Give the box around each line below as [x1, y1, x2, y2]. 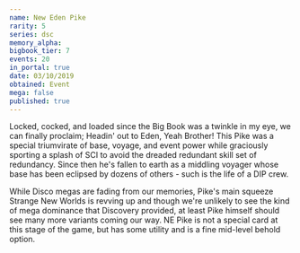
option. [9, 234, 36, 245]
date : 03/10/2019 [9, 72, 75, 81]
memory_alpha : [9, 38, 63, 48]
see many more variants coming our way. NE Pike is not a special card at [9, 214, 278, 225]
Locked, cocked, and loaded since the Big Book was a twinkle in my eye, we [9, 121, 292, 132]
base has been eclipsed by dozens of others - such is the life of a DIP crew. [9, 169, 289, 179]
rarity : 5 [9, 22, 47, 31]
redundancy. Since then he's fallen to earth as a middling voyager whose [9, 159, 279, 170]
